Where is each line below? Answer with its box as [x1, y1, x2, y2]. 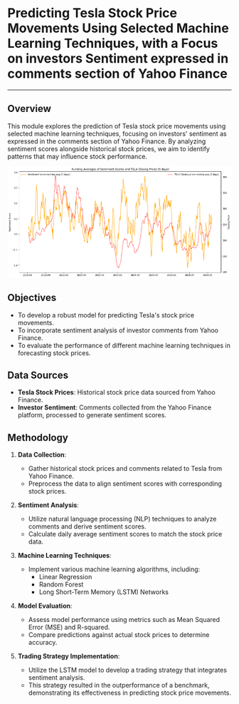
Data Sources [7, 369, 69, 381]
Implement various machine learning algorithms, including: [28, 565, 201, 573]
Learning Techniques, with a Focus [7, 36, 218, 51]
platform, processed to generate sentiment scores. [17, 411, 167, 419]
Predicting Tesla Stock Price [7, 5, 178, 21]
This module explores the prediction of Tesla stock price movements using [7, 121, 226, 130]
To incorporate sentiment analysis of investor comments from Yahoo [17, 326, 219, 335]
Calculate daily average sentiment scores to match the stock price [28, 530, 223, 539]
